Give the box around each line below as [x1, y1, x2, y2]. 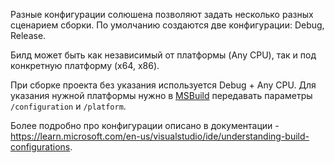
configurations [10, 141, 71, 153]
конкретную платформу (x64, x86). [10, 60, 160, 71]
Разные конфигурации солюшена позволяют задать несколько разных [10, 9, 314, 20]
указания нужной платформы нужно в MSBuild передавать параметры [10, 90, 313, 101]
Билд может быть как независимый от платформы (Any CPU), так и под [10, 49, 317, 61]
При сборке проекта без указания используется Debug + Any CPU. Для [10, 79, 317, 91]
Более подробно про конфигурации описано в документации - [10, 120, 280, 131]
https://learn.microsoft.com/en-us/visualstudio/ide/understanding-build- [10, 130, 310, 142]
